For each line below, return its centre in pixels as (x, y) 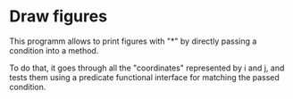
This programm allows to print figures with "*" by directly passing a (133, 41)
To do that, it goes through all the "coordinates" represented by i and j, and (147, 68)
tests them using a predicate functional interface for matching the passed (144, 77)
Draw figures (59, 16)
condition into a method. (54, 50)
